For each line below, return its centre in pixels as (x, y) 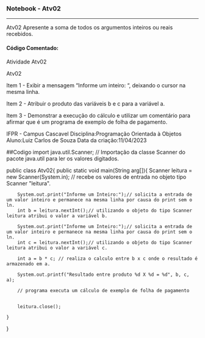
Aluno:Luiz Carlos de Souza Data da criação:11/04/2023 (77, 140)
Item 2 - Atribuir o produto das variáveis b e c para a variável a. (86, 103)
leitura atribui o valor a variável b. (57, 216)
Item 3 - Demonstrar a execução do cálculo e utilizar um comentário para (99, 115)
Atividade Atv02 (27, 62)
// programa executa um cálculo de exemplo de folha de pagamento (103, 290)
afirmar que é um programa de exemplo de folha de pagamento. (87, 122)
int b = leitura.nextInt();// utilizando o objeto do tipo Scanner (105, 210)
